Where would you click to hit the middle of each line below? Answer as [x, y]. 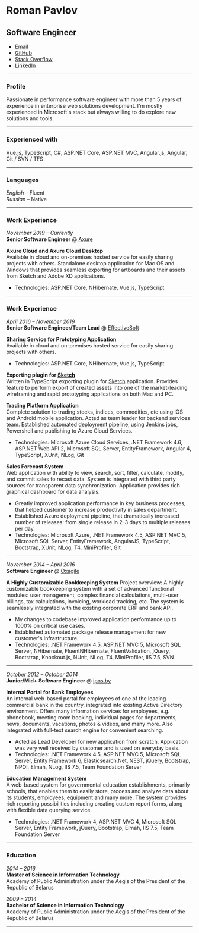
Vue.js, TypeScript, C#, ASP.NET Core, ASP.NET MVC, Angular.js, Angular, [97, 152]
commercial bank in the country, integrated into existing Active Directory [94, 705]
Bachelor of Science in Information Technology [65, 905]
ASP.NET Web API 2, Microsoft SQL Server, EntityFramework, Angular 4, [103, 449]
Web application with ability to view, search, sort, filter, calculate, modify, [95, 473]
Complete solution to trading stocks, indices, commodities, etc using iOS [95, 412]
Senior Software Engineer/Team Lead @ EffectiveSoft [73, 328]
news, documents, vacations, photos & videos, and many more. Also [89, 724]
